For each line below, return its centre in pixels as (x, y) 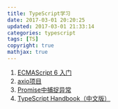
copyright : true (31, 46)
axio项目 (29, 81)
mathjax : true (28, 52)
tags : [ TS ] (23, 39)
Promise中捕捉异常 (44, 90)
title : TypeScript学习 (39, 13)
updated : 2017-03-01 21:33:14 (51, 26)
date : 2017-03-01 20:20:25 (46, 20)
